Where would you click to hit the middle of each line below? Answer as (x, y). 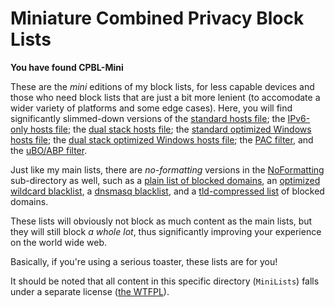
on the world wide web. (59, 242)
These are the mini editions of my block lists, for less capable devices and (162, 86)
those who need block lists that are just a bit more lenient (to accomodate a (165, 97)
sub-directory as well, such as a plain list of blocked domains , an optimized (165, 180)
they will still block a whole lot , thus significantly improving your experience (166, 231)
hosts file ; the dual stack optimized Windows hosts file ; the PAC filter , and (162, 139)
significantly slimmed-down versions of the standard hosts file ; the (148, 118)
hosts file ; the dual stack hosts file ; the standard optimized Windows (170, 129)
